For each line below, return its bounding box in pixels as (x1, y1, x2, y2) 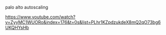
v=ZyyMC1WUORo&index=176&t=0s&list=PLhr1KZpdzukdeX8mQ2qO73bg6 (5, 19, 161, 25)
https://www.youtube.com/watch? (5, 14, 76, 19)
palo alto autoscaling (5, 4, 49, 10)
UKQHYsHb (5, 24, 29, 30)
